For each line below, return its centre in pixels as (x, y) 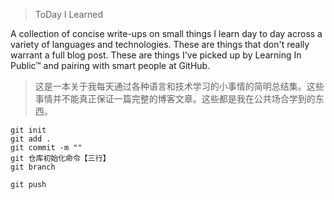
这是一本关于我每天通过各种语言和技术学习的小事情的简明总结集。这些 (179, 86)
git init (28, 130)
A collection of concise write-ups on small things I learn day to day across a (166, 33)
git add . (31, 139)
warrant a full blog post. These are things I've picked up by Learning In (156, 55)
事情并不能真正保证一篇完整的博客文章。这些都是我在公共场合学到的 (175, 98)
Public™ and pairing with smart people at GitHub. (110, 65)
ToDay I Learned (68, 14)
